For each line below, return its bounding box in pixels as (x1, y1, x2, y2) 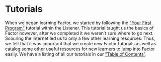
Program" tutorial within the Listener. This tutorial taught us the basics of (5, 25, 154, 31)
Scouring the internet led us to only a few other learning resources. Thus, (5, 35, 156, 41)
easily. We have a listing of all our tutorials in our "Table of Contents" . (5, 51, 147, 57)
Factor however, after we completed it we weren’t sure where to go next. (5, 30, 154, 36)
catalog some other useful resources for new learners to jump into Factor (5, 46, 155, 52)
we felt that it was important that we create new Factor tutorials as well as (5, 40, 156, 46)
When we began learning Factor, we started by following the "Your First (5, 20, 152, 26)
